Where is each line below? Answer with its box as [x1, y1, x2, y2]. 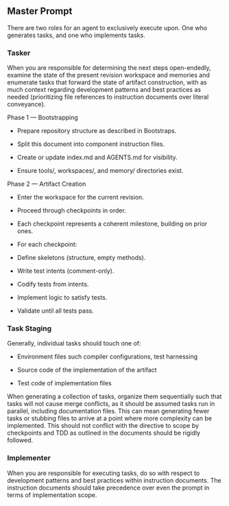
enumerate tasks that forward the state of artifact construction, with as [7, 78, 207, 86]
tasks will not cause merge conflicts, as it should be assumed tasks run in [7, 400, 215, 408]
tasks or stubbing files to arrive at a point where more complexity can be [7, 414, 213, 422]
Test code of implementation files [16, 379, 112, 387]
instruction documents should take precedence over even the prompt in [7, 483, 210, 492]
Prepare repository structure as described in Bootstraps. [16, 127, 177, 135]
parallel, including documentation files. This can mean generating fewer [7, 407, 210, 415]
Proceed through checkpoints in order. [16, 206, 127, 215]
